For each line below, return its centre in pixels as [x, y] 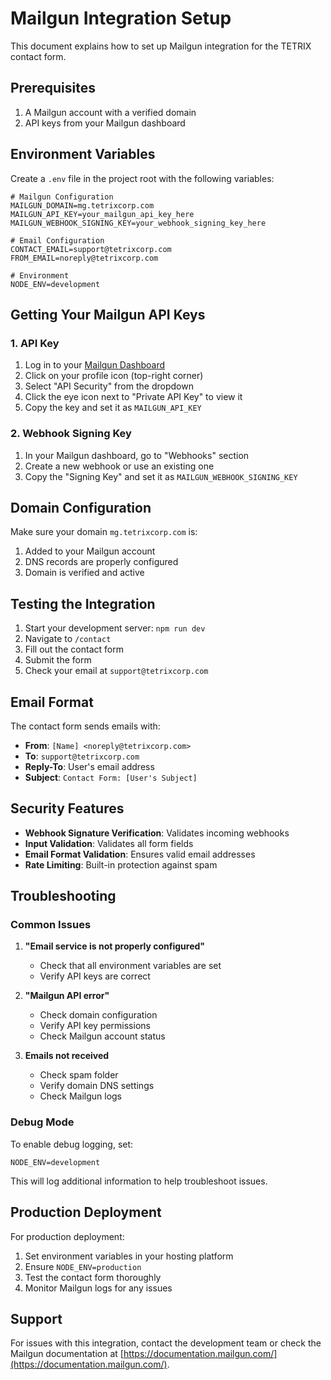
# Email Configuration [57, 240]
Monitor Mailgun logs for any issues [98, 1288]
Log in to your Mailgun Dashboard [95, 365]
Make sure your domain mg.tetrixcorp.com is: [104, 532]
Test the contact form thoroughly [93, 1277]
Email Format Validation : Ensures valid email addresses [140, 854]
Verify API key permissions [95, 1026]
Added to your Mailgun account [90, 551]
